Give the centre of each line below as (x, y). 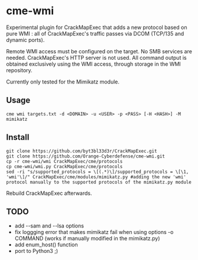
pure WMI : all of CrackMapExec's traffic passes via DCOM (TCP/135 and (95, 33)
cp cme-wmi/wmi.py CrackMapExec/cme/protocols (64, 166)
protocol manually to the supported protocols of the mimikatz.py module (99, 182)
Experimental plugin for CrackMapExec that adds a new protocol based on (97, 27)
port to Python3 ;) (36, 251)
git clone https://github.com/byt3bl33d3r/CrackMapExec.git (82, 151)
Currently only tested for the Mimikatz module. (63, 82)
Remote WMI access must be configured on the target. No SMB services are (99, 51)
